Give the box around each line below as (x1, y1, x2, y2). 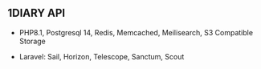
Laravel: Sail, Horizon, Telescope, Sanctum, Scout (18, 51, 185, 61)
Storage (18, 36, 46, 46)
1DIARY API (7, 6, 66, 20)
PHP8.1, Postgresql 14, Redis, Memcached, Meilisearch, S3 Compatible (18, 27, 254, 37)
